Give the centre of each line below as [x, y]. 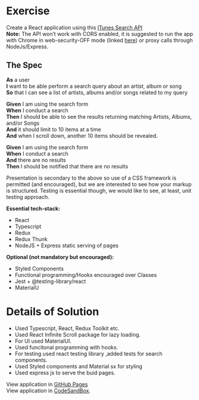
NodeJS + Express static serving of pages [67, 245]
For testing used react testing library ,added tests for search [88, 353]
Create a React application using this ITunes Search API [74, 27]
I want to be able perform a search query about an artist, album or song [94, 86]
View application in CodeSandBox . [49, 390]
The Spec [24, 65]
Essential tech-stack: [33, 208]
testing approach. [28, 197]
